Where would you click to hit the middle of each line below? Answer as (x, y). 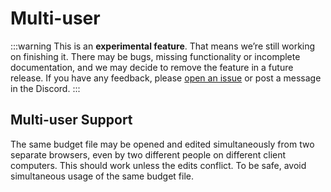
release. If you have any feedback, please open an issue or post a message (166, 78)
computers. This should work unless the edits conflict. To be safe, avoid (158, 165)
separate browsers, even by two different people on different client (148, 154)
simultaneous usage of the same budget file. (102, 176)
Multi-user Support (71, 120)
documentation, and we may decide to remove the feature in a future (152, 67)
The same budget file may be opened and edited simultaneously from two (162, 144)
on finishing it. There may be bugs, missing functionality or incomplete (155, 56)
